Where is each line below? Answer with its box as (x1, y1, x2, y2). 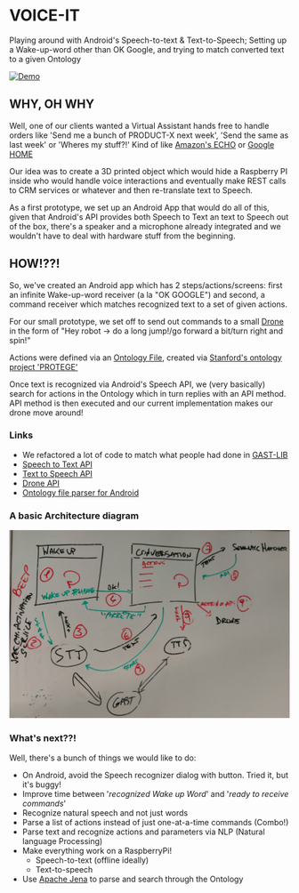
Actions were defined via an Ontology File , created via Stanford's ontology (9, 352, 282, 363)
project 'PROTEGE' (9, 361, 78, 372)
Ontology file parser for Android (21, 487, 140, 498)
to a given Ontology (9, 53, 82, 64)
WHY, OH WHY (9, 97, 95, 112)
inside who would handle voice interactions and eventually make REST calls (9, 175, 287, 186)
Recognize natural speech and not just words (21, 807, 189, 818)
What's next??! (9, 732, 77, 744)
